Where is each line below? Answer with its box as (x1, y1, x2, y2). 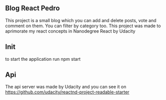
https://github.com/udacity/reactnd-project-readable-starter (5, 89, 129, 95)
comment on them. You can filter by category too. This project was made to (5, 23, 161, 29)
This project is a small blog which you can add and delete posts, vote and (5, 17, 156, 23)
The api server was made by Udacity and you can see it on (5, 84, 126, 90)
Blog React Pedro (5, 4, 60, 13)
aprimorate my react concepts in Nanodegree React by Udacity (5, 28, 136, 34)
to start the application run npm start (5, 56, 81, 62)
